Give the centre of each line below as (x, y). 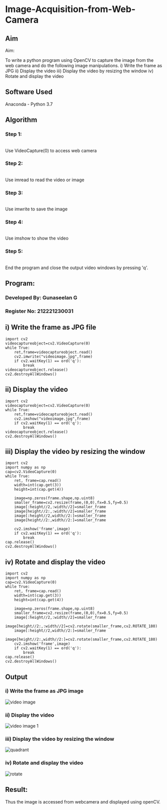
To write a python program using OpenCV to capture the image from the (79, 60)
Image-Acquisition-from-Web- (70, 9)
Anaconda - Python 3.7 (29, 104)
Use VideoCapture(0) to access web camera (51, 150)
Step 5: (14, 251)
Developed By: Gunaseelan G (41, 298)
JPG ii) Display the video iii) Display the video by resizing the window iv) (79, 71)
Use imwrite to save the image (36, 209)
